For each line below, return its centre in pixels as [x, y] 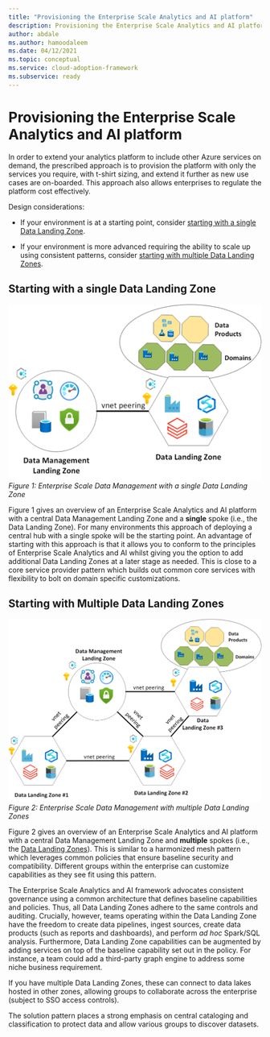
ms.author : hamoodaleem [48, 43]
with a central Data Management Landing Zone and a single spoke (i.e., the [133, 518]
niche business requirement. [55, 968]
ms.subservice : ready [45, 77]
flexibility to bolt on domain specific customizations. [94, 578]
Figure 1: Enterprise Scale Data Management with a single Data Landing [128, 485]
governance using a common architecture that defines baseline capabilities [133, 899]
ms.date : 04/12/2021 [43, 51]
